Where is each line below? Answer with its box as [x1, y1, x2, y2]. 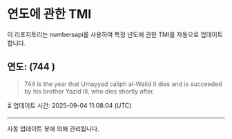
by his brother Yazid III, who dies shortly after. [23, 87, 155, 95]
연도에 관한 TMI [7, 6, 92, 22]
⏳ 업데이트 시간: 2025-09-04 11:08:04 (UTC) [7, 101, 132, 109]
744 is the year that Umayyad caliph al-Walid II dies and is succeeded [23, 80, 222, 88]
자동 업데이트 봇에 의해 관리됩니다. [7, 125, 99, 133]
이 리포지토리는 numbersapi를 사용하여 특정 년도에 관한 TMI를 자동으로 [7, 30, 200, 39]
